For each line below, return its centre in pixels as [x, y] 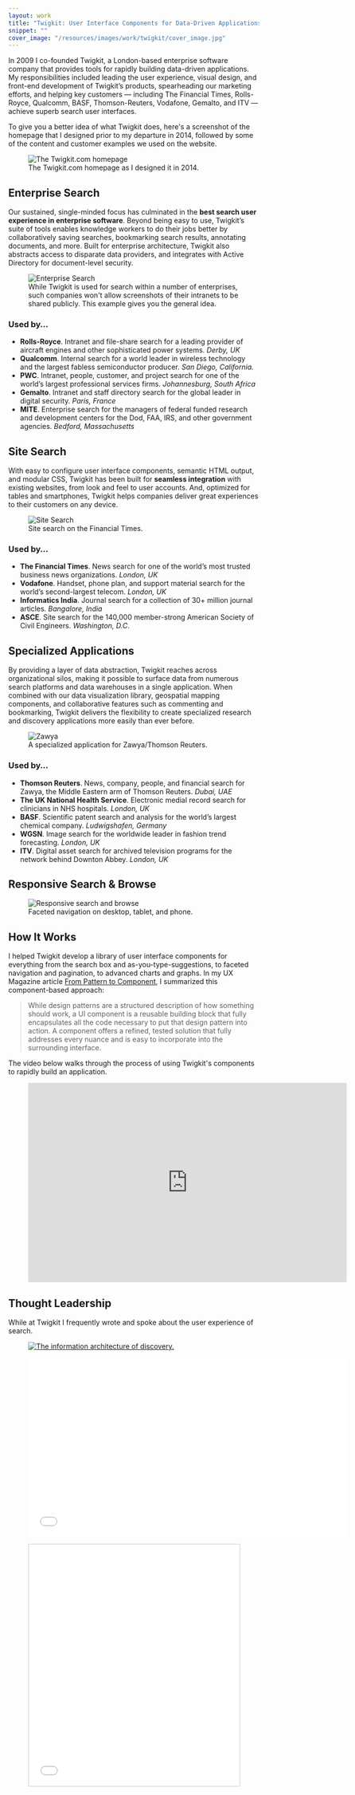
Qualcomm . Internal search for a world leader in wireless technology [133, 359]
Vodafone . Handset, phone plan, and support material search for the [132, 584]
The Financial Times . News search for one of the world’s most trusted [135, 566]
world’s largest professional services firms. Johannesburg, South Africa [138, 384]
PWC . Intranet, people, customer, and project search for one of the [129, 376]
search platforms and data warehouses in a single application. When [121, 687]
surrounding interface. [64, 1048]
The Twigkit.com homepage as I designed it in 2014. [113, 167]
